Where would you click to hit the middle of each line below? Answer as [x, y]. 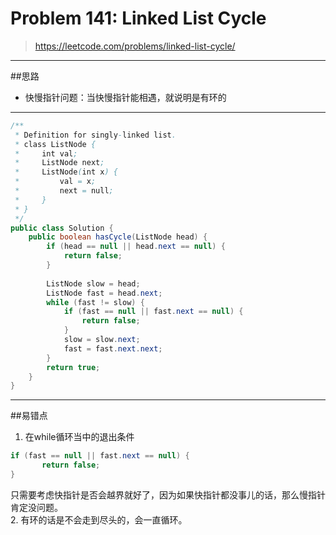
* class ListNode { [55, 144]
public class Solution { [62, 228]
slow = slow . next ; [102, 340]
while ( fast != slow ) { [95, 302]
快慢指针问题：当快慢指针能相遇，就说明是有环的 [125, 97]
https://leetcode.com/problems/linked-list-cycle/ [135, 46]
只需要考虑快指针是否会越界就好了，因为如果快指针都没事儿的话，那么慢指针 [168, 494]
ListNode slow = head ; [93, 283]
